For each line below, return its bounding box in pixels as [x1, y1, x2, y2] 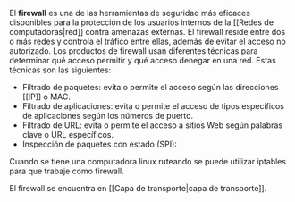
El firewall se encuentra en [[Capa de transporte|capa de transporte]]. [9, 183, 267, 193]
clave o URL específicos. [21, 130, 114, 139]
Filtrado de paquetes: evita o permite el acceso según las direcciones [21, 82, 279, 92]
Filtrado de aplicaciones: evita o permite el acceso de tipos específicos [21, 101, 284, 111]
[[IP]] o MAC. [21, 91, 72, 102]
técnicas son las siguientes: [9, 64, 112, 75]
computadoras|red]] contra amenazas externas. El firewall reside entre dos [9, 27, 286, 37]
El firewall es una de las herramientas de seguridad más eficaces [9, 8, 250, 18]
